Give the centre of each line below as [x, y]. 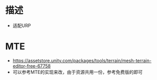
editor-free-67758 [32, 66]
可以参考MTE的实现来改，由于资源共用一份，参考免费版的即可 [77, 72]
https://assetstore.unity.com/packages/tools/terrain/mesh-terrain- [82, 60]
